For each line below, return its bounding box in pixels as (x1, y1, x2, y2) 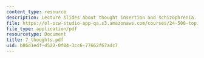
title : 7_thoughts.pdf (6, 37, 64, 43)
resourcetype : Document (6, 31, 67, 37)
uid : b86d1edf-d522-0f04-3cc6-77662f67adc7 (6, 43, 118, 49)
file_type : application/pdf (6, 25, 78, 32)
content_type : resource (6, 8, 67, 15)
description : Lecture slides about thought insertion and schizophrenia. (6, 14, 197, 21)
